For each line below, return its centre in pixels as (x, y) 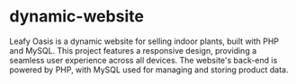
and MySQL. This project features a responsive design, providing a (133, 50)
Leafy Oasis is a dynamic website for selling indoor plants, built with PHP (144, 41)
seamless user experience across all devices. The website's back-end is (144, 60)
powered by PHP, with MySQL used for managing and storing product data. (149, 70)
